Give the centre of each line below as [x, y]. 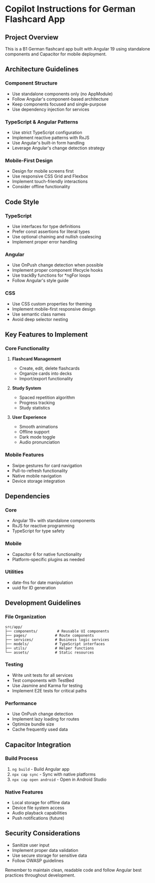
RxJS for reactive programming [43, 526]
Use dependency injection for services [51, 109]
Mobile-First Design [29, 160]
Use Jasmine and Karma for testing [47, 685]
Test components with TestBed [43, 680]
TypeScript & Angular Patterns [42, 122]
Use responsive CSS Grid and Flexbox [50, 177]
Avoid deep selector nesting [40, 319]
